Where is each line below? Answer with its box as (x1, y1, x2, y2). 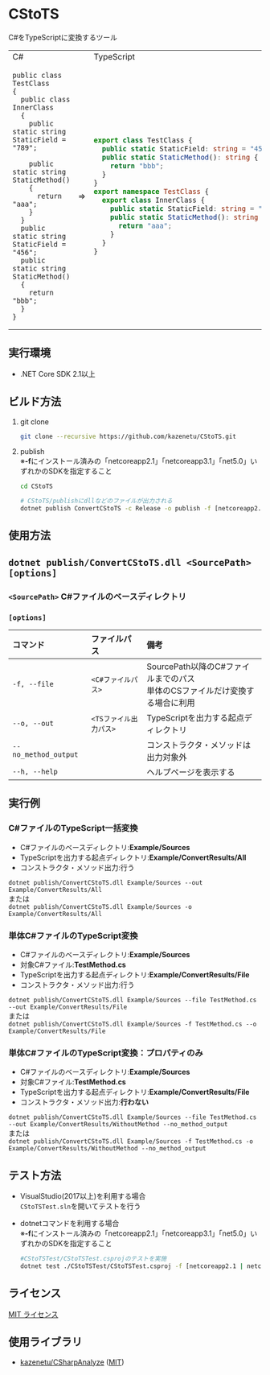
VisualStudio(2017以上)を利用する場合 (19, 1191, 146, 1201)
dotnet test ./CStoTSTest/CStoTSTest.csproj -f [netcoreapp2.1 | (19, 1262, 243, 1270)
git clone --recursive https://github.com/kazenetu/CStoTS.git (19, 432, 237, 440)
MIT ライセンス (8, 1309, 59, 1319)
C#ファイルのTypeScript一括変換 (8, 823, 138, 834)
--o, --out (12, 719, 54, 729)
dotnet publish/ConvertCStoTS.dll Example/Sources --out (8, 878, 203, 886)
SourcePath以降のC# (146, 661, 227, 672)
